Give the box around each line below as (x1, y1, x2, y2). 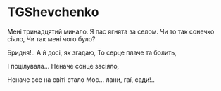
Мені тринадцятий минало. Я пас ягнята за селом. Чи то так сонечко (7, 27, 215, 36)
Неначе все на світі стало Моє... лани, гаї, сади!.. (7, 75, 155, 84)
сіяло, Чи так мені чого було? (7, 34, 96, 43)
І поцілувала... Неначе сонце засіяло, (7, 62, 120, 70)
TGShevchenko (7, 4, 99, 20)
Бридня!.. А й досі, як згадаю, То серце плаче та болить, (7, 48, 177, 57)
